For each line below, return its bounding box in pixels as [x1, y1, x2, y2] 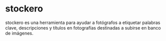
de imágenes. [5, 30, 34, 36]
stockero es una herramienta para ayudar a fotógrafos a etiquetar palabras [5, 19, 160, 25]
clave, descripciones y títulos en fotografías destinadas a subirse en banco [5, 24, 161, 30]
